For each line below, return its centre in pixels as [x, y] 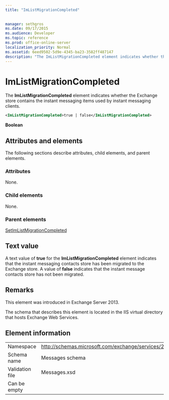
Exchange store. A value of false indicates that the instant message [75, 269]
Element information [38, 333]
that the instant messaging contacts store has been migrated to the [75, 263]
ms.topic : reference [27, 38]
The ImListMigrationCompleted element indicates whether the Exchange [81, 96]
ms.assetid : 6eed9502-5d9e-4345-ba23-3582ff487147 [59, 52]
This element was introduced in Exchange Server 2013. [62, 302]
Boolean [14, 125]
